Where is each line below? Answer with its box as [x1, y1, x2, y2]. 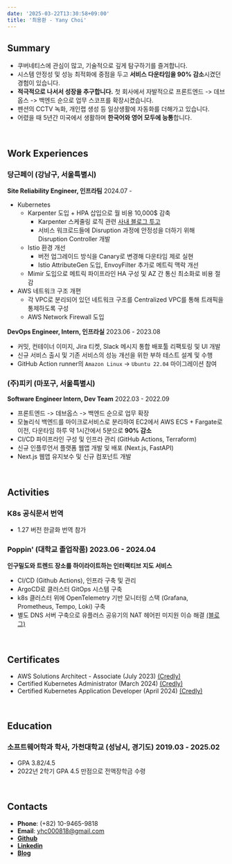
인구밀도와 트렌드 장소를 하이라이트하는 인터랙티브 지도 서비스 [7, 562, 172, 570]
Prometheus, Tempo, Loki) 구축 [17, 603, 106, 611]
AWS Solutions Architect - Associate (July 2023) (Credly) [17, 672, 181, 680]
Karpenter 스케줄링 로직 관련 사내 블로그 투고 [37, 218, 161, 225]
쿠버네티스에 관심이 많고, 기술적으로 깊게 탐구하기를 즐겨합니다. [17, 62, 188, 70]
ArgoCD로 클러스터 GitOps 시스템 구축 [17, 585, 123, 594]
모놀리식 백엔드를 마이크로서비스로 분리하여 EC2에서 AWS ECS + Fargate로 [17, 417, 223, 426]
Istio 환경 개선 [27, 243, 66, 252]
